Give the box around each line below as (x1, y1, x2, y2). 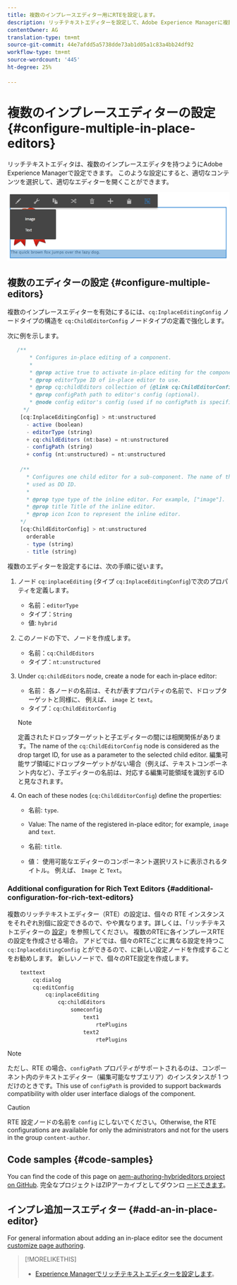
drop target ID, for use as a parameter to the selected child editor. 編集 (17, 750, 222, 759)
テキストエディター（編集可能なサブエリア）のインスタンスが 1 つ (37, 1073, 229, 1081)
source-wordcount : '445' (7, 57, 80, 64)
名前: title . (28, 842, 62, 850)
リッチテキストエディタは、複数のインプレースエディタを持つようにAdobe (7, 159, 223, 168)
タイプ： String (28, 610, 73, 618)
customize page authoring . (7, 1241, 86, 1250)
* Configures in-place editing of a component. (29, 354, 172, 361)
